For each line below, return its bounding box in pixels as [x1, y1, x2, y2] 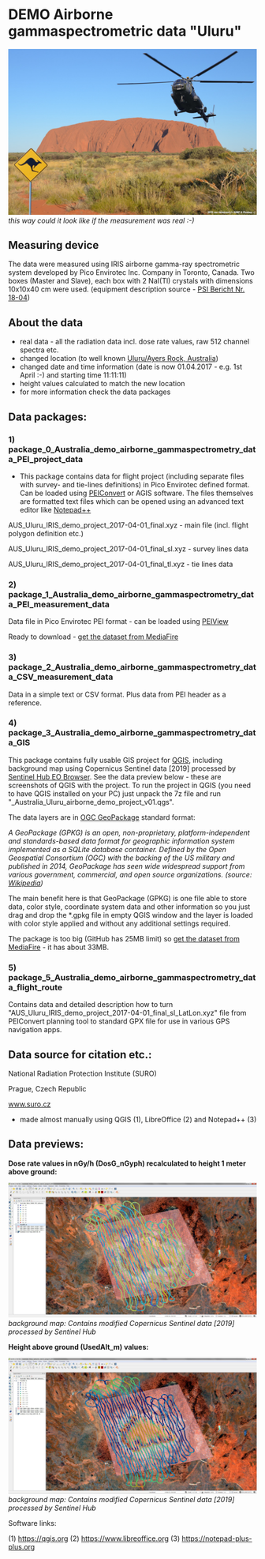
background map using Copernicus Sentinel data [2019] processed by [8, 764, 237, 773]
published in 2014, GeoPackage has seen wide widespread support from [8, 861, 245, 870]
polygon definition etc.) [8, 528, 84, 538]
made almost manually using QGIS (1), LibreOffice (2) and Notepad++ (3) [19, 1114, 257, 1124]
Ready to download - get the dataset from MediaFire [8, 632, 179, 641]
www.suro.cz [8, 1099, 51, 1109]
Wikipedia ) [8, 878, 43, 888]
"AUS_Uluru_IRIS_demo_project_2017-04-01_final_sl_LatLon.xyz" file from [8, 1009, 247, 1018]
